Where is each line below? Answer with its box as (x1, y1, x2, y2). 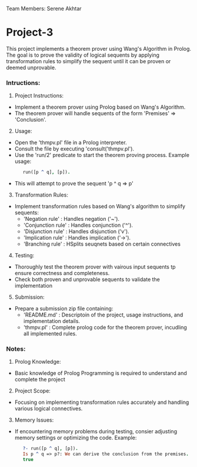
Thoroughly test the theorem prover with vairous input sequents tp (14, 263, 176, 270)
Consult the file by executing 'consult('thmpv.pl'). (14, 145, 134, 152)
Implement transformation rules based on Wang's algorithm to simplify (14, 203, 186, 210)
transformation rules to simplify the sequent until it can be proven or (6, 57, 171, 64)
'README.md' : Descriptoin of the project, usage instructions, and (23, 311, 183, 318)
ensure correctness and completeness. (14, 270, 110, 277)
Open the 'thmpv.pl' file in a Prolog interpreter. (14, 139, 128, 146)
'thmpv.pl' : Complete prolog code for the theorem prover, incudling (23, 324, 187, 331)
